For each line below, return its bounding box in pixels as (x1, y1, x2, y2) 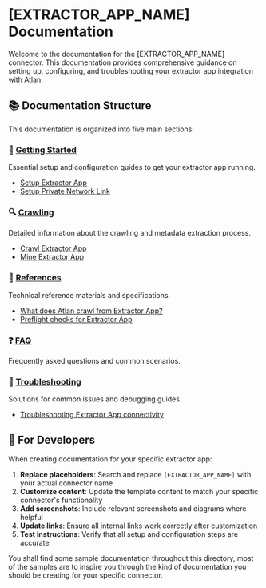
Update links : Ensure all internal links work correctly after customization (19, 521, 258, 530)
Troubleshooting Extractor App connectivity (19, 410, 164, 420)
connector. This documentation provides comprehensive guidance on (8, 58, 237, 67)
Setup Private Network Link (19, 187, 110, 196)
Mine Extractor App (19, 252, 85, 262)
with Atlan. (8, 75, 44, 84)
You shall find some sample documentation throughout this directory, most (8, 554, 254, 563)
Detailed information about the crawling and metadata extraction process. (8, 228, 252, 238)
